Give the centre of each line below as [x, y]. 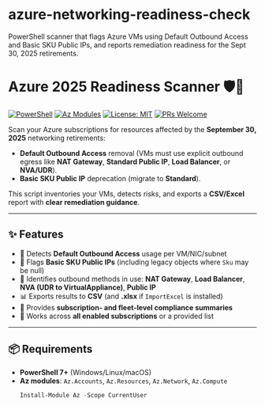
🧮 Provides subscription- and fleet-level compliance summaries [126, 307]
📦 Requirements [50, 349]
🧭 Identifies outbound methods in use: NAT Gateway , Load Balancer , [132, 279]
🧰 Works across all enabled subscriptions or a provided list [117, 316]
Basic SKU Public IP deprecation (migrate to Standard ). [110, 178]
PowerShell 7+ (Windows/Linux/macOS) [86, 372]
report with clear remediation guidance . [74, 202]
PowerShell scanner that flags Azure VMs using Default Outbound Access [128, 36]
